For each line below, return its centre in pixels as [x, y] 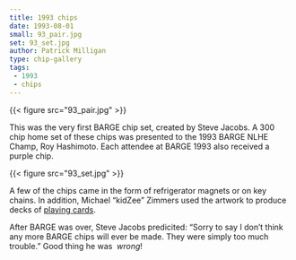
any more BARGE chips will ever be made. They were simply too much [139, 236]
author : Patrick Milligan [57, 51]
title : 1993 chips [44, 17]
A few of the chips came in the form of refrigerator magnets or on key [138, 190]
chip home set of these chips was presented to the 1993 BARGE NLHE [139, 136]
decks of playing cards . [52, 209]
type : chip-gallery [46, 59]
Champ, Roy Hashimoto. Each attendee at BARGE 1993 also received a [139, 146]
